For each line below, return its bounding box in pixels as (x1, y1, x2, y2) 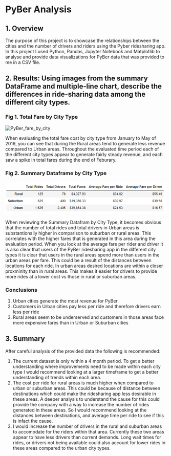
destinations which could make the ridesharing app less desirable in (12, 390, 156, 397)
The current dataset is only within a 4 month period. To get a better (12, 358, 155, 364)
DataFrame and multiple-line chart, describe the (5, 82, 162, 91)
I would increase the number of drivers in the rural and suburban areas (12, 423, 162, 429)
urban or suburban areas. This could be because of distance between (12, 385, 160, 391)
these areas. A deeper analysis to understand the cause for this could (12, 396, 160, 402)
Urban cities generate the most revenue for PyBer (12, 298, 118, 304)
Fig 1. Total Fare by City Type (5, 114, 78, 121)
